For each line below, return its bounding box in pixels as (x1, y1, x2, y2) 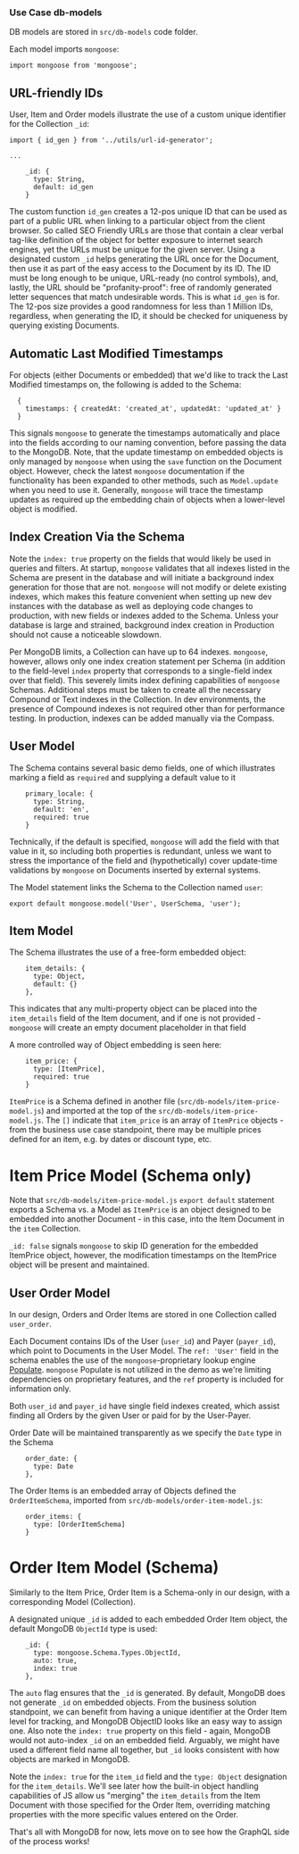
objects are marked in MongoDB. (9, 1754, 131, 1765)
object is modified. (9, 503, 78, 514)
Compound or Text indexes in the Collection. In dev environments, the (9, 694, 266, 705)
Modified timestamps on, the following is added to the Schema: (9, 379, 242, 389)
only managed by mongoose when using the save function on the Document (9, 455, 283, 466)
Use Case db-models (9, 6, 103, 19)
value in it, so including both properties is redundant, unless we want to (9, 846, 272, 856)
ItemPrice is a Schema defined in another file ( (9, 1096, 181, 1107)
